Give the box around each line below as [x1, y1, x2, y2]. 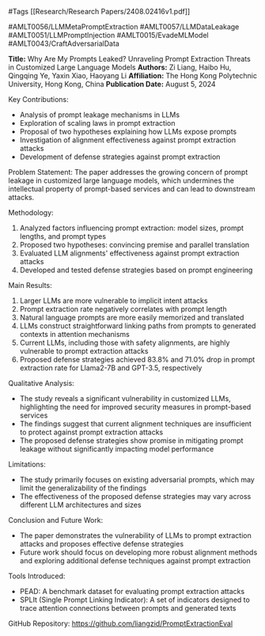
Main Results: [8, 281, 53, 290]
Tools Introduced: [8, 571, 66, 581]
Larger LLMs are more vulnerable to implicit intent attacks [19, 296, 208, 305]
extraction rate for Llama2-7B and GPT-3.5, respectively [19, 363, 203, 373]
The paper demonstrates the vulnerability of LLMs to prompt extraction [19, 531, 252, 540]
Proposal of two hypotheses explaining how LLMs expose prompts [19, 127, 237, 136]
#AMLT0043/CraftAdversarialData [8, 39, 120, 48]
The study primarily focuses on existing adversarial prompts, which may [19, 475, 255, 484]
